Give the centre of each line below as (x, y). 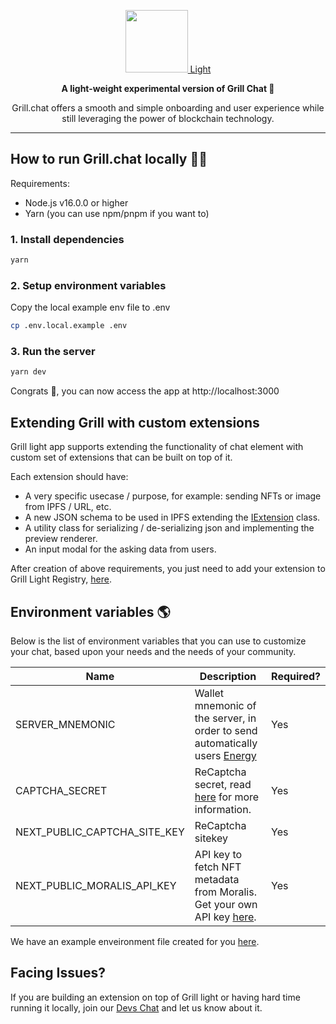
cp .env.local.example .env (69, 326)
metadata (217, 879)
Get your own (226, 904)
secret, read (223, 784)
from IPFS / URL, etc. (68, 507)
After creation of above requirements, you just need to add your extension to (168, 569)
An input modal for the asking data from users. (120, 549)
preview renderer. (61, 539)
